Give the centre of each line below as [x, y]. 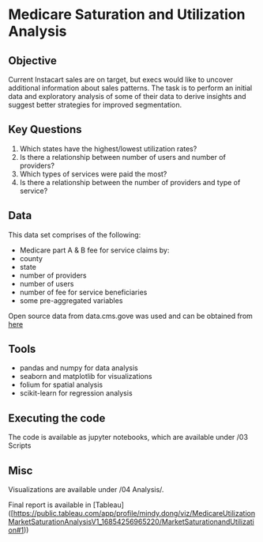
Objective [33, 61]
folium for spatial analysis [61, 385]
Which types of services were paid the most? [93, 174]
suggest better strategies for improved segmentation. [95, 105]
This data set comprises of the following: [75, 234]
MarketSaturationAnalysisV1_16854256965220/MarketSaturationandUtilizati [131, 522]
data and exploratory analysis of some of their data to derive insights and [127, 96]
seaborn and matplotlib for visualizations [86, 377]
